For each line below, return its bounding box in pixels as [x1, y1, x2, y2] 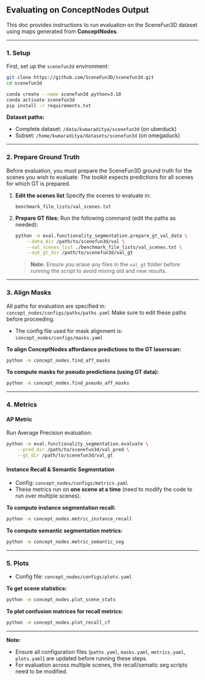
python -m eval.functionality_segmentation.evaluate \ [6, 441, 149, 447]
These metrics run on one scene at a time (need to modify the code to [15, 486, 193, 493]
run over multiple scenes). [15, 492, 81, 499]
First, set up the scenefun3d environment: [6, 62, 109, 70]
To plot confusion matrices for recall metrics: [6, 608, 123, 615]
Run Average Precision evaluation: [6, 429, 93, 436]
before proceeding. [6, 315, 55, 323]
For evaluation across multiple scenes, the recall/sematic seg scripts [15, 661, 188, 669]
